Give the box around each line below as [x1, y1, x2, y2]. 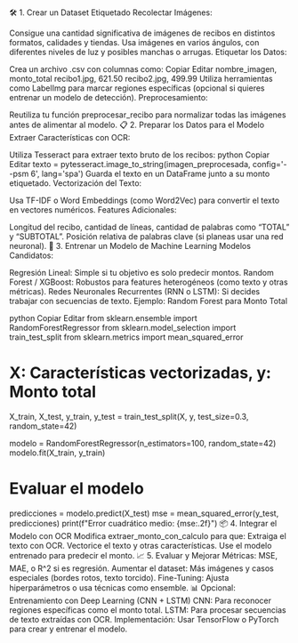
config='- [252, 159, 287, 169]
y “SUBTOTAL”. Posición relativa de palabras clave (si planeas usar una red [9, 231, 284, 242]
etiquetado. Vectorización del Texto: [9, 178, 142, 189]
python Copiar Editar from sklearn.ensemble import [9, 313, 197, 323]
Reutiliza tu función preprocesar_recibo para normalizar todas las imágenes [9, 109, 286, 120]
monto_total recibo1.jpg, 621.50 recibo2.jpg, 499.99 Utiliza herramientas [9, 74, 273, 84]
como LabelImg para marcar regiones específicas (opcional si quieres [9, 83, 265, 93]
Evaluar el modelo [9, 478, 144, 499]
